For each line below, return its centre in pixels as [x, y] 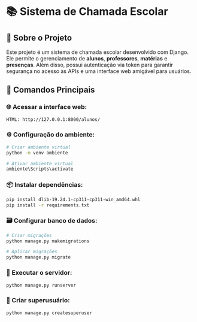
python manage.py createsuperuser [49, 313]
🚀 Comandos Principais [51, 90]
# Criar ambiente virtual [38, 147]
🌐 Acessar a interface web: [47, 107]
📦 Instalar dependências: [45, 185]
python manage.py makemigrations [48, 241]
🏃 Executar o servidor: [39, 273]
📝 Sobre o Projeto [39, 37]
